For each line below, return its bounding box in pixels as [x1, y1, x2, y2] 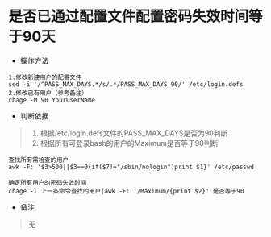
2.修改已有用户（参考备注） [8, 89, 89, 97]
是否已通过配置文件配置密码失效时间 [8, 7, 249, 26]
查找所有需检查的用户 [8, 156, 69, 164]
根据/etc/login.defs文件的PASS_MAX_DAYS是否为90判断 [40, 128, 228, 138]
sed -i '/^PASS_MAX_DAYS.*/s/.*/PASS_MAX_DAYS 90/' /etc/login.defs [8, 80, 244, 89]
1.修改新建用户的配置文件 [8, 73, 82, 81]
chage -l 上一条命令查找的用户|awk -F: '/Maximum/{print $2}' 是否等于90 [8, 187, 244, 195]
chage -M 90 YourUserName [8, 96, 95, 104]
